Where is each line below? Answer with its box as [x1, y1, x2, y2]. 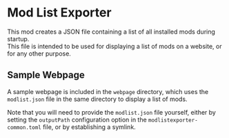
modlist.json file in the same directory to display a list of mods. [7, 95, 188, 103]
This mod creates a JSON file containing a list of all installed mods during [7, 27, 216, 36]
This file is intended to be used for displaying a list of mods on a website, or [7, 42, 222, 50]
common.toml [7, 124, 41, 131]
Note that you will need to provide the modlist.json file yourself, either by [7, 108, 216, 116]
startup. [7, 34, 30, 43]
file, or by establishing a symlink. [42, 122, 136, 131]
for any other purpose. [7, 49, 71, 58]
